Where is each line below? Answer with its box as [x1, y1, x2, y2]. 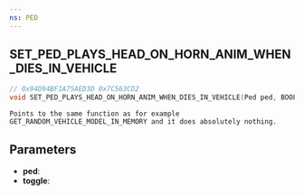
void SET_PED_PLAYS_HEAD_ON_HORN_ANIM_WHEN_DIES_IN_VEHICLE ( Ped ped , [9, 93, 278, 102]
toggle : [22, 175, 51, 186]
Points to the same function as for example [9, 109, 180, 118]
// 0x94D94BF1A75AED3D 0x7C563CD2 [9, 85, 140, 94]
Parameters [9, 142, 77, 157]
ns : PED [9, 13, 39, 23]
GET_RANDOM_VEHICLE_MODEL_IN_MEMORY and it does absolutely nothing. [9, 117, 278, 126]
